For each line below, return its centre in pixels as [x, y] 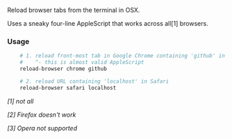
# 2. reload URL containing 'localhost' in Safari [94, 81]
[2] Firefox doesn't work [42, 115]
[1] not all [20, 101]
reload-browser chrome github [64, 69]
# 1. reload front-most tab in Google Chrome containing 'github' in [123, 56]
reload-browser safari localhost [68, 88]
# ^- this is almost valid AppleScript [82, 63]
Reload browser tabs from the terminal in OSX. [74, 10]
